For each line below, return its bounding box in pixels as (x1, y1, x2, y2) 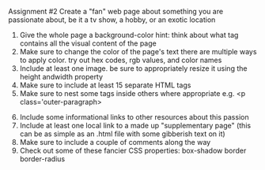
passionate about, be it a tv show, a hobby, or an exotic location (8, 15, 216, 24)
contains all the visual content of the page (19, 39, 157, 48)
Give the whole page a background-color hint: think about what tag (19, 31, 239, 39)
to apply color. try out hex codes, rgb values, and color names (19, 55, 222, 65)
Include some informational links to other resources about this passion (19, 113, 249, 121)
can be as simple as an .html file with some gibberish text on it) (19, 129, 225, 139)
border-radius (19, 154, 66, 164)
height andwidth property (19, 72, 104, 81)
